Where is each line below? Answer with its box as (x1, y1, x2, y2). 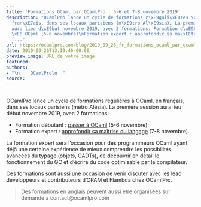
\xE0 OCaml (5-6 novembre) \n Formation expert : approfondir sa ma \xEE (11, 31, 191, 37)
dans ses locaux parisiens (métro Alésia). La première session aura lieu (6, 103, 182, 111)
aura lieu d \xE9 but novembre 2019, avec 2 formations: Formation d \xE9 (11, 25, 194, 32)
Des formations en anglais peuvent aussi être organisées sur (20, 188, 170, 195)
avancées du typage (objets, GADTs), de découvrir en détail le (6, 152, 160, 159)
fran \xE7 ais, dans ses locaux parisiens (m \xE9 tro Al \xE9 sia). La (11, 20, 181, 26)
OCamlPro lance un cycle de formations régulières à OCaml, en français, (6, 97, 185, 105)
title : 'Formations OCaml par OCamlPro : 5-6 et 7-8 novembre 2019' (6, 8, 181, 15)
